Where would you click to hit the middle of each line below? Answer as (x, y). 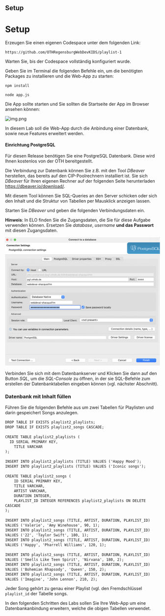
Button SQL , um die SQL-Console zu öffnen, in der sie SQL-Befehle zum (78, 379)
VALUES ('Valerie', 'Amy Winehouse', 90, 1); (52, 525)
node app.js (17, 95)
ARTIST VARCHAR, (31, 491)
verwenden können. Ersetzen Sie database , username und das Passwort (79, 225)
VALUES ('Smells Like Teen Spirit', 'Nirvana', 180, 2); (65, 560)
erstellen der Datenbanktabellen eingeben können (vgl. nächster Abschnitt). (82, 384)
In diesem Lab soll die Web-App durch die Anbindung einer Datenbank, (77, 128)
